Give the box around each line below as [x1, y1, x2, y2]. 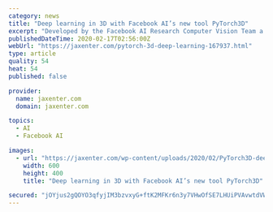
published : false [8, 72, 67, 80]
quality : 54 [8, 58, 49, 66]
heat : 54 [8, 65, 38, 73]
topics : [8, 117, 35, 125]
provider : [8, 87, 42, 95]
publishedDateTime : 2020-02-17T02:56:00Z [8, 34, 151, 43]
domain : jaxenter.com [15, 102, 89, 110]
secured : [8, 192, 38, 200]
